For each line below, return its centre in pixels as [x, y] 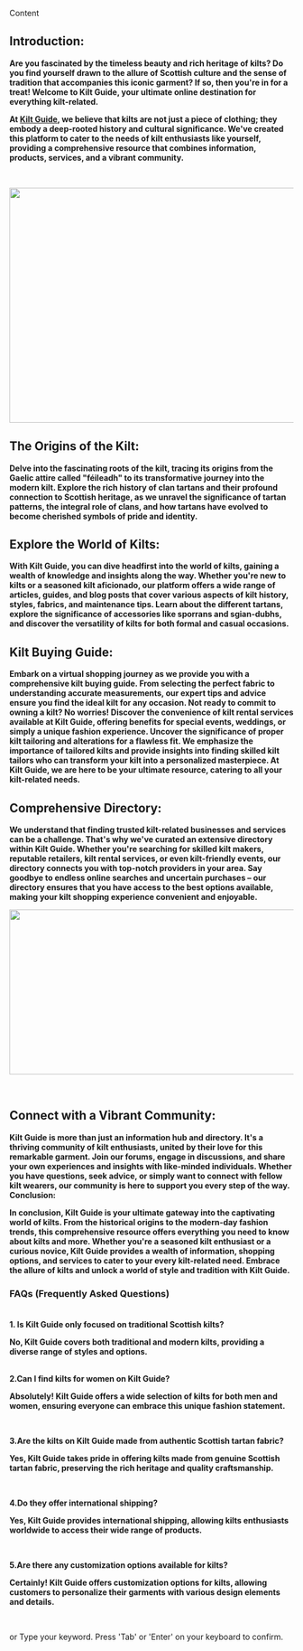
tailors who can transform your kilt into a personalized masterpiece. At [144, 760]
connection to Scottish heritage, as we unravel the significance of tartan [148, 497]
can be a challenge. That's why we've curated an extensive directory [141, 840]
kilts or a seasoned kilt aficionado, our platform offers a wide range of [142, 586]
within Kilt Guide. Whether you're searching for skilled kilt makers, [137, 849]
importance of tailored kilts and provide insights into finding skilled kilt [144, 751]
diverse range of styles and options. [78, 1352]
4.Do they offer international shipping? [83, 1503]
